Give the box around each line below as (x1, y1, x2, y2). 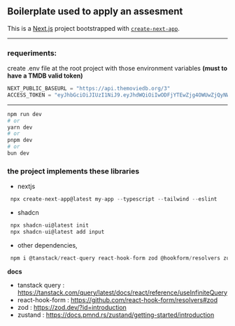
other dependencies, (17, 241, 78, 249)
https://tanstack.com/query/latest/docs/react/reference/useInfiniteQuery (17, 288, 228, 297)
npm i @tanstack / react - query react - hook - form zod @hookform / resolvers (10, 255, 220, 262)
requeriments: (7, 48, 57, 58)
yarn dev (7, 124, 33, 131)
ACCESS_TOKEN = (7, 91, 52, 99)
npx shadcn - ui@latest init (10, 222, 90, 229)
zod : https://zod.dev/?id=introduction (17, 303, 127, 311)
